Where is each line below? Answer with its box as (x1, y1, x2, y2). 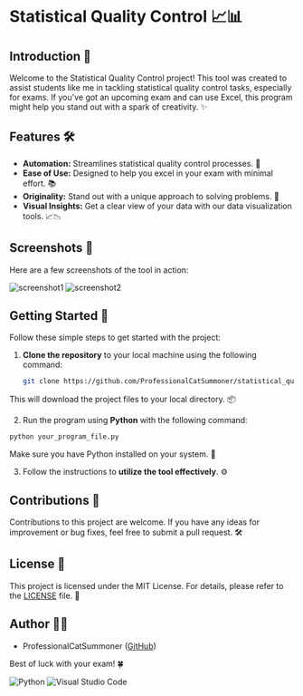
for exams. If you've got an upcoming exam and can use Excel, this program (9, 92, 293, 102)
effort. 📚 (22, 178, 57, 188)
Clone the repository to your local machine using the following (22, 350, 258, 361)
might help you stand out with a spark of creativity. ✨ (9, 101, 208, 112)
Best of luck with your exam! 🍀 (9, 658, 124, 669)
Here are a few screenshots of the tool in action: (9, 264, 189, 275)
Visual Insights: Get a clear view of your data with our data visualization (22, 200, 292, 211)
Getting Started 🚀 (9, 308, 109, 324)
